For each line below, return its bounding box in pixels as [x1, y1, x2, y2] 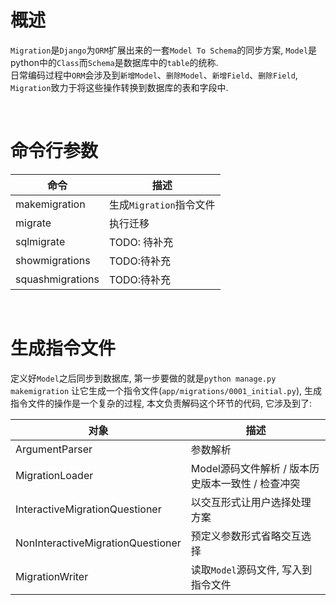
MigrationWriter [15, 569, 89, 583]
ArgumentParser [15, 442, 93, 456]
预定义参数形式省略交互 [190, 529, 302, 543]
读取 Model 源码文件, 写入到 [190, 562, 313, 576]
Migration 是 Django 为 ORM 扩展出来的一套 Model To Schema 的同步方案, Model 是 [10, 44, 318, 56]
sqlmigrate [15, 234, 66, 248]
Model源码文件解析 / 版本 [190, 461, 310, 475]
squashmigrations [15, 272, 100, 286]
